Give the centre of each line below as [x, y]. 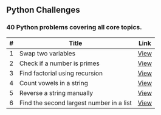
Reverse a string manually [56, 92]
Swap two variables [47, 53]
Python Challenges [43, 10]
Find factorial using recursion [61, 73]
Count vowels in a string [53, 83]
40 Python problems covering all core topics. [74, 27]
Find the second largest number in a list [76, 103]
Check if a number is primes [60, 63]
